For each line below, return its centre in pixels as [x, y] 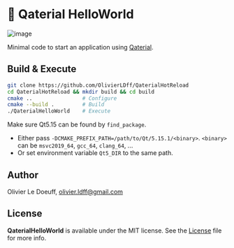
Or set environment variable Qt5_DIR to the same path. [95, 153]
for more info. [27, 238]
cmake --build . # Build [56, 105]
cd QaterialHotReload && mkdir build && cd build [81, 92]
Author [23, 175]
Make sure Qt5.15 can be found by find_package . [77, 124]
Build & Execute [42, 69]
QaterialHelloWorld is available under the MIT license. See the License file [115, 231]
